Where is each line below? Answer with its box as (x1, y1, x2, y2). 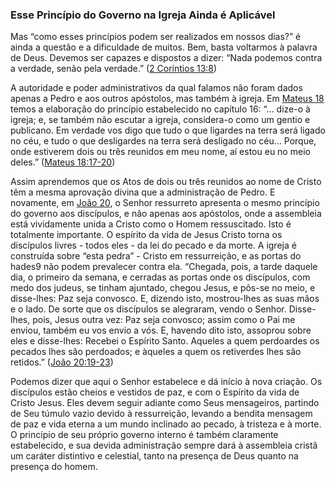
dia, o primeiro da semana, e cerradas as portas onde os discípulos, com (10, 271, 311, 283)
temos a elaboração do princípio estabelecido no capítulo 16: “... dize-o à (10, 103, 311, 115)
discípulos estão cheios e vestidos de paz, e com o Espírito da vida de (10, 386, 300, 398)
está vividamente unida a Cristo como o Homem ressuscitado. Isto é (10, 218, 292, 230)
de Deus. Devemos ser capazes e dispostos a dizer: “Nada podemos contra (10, 52, 323, 64)
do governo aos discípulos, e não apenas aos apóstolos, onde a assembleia (10, 208, 322, 220)
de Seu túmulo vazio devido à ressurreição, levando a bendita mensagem (10, 408, 313, 420)
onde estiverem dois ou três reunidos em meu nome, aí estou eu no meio (10, 146, 311, 158)
